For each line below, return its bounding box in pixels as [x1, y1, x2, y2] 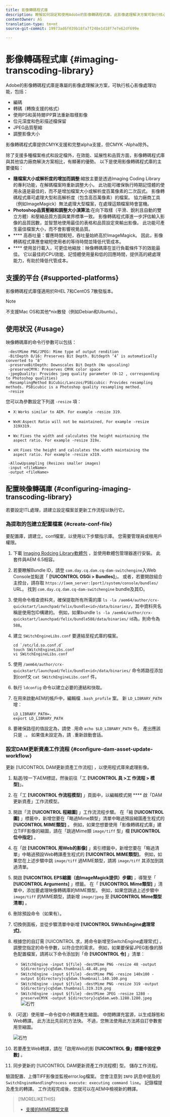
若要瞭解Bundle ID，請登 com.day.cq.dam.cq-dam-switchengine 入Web [13, 567, 156, 573]
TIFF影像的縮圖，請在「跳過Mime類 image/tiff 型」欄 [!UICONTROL [17, 828, 161, 834]
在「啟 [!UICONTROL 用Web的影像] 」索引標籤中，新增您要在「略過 [13, 845, 155, 851]
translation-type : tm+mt [6, 21, 58, 27]
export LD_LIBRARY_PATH [13, 716, 64, 721]
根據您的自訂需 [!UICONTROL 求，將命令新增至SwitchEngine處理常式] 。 [13, 938, 164, 944]
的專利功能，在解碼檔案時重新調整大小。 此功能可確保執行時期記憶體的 [13, 182, 160, 188]
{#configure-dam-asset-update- [71, 745, 153, 752]
